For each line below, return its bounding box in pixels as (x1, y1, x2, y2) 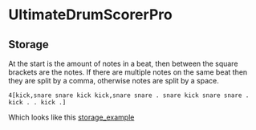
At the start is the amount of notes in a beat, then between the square (8, 59, 238, 68)
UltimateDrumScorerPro (8, 6, 173, 24)
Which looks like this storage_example (8, 112, 135, 122)
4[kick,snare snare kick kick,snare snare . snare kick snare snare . (8, 91, 250, 100)
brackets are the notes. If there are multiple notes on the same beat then (8, 67, 248, 77)
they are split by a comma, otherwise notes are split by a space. (8, 76, 219, 85)
